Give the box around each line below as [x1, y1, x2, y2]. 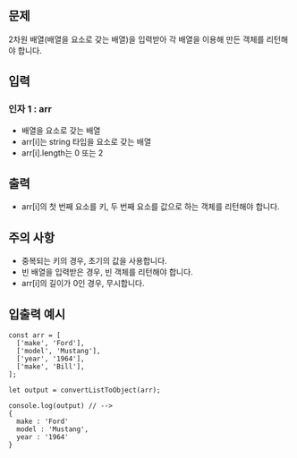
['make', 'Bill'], [16, 361, 86, 371]
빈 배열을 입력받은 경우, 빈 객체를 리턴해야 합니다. [21, 267, 193, 277]
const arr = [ [8, 330, 62, 340]
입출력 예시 [8, 307, 66, 322]
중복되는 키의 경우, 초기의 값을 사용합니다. [21, 256, 167, 267]
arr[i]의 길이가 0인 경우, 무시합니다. [21, 278, 145, 289]
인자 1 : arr [8, 103, 53, 115]
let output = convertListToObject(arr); [8, 386, 162, 394]
